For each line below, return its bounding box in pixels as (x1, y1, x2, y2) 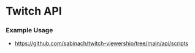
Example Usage (6, 26, 53, 35)
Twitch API (6, 4, 62, 18)
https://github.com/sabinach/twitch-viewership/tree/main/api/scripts (14, 40, 188, 47)
